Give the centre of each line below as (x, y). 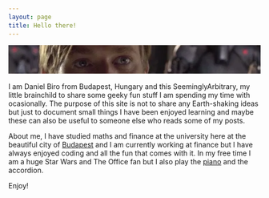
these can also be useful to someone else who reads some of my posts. (127, 120)
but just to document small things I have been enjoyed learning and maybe (131, 111)
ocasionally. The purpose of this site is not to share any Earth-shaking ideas (133, 103)
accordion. (26, 170)
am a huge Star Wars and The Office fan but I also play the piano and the (128, 161)
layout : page (30, 17)
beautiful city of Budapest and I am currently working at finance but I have (131, 144)
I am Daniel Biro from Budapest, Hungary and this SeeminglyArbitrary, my (129, 86)
